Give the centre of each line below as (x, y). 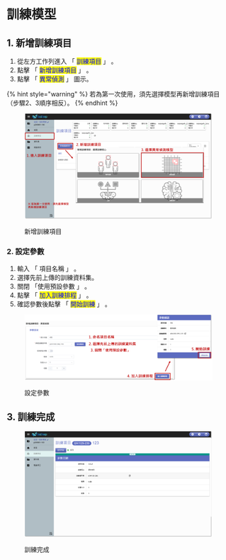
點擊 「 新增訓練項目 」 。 (55, 70)
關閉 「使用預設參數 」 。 (54, 286)
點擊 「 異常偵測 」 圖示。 (55, 79)
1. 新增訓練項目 (39, 43)
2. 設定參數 (26, 252)
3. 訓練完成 (31, 417)
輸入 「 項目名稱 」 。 (49, 268)
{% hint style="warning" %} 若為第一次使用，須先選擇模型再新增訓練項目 (113, 94)
